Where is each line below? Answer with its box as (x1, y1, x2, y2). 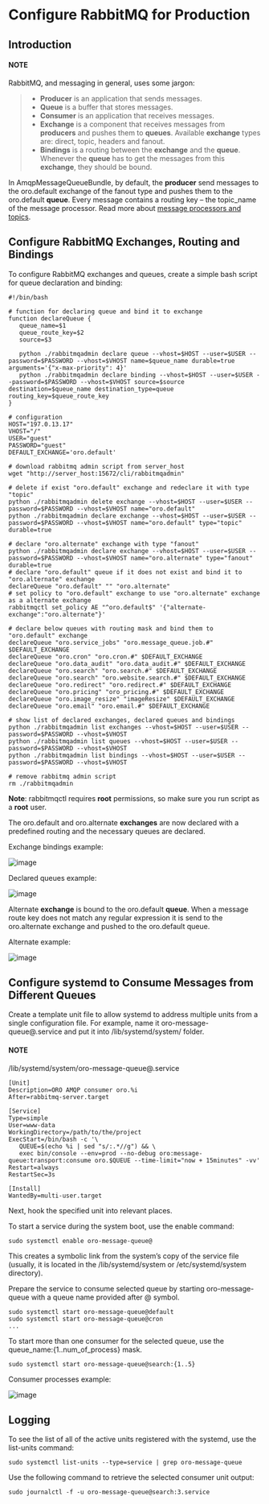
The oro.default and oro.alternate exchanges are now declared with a (8, 817, 239, 827)
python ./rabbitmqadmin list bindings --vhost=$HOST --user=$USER (8, 751, 235, 759)
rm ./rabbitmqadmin (8, 779, 74, 787)
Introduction (8, 38, 72, 52)
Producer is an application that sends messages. (39, 93, 202, 103)
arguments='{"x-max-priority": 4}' (8, 364, 128, 372)
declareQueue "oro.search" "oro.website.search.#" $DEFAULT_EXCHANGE (8, 674, 247, 682)
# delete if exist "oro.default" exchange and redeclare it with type (8, 483, 250, 492)
